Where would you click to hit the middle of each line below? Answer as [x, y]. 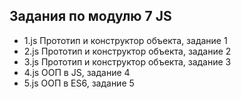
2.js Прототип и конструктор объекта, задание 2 [127, 51]
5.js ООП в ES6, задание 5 [79, 83]
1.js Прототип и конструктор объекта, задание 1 [125, 40]
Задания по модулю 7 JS [90, 16]
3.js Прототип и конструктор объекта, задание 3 [127, 61]
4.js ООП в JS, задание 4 [77, 72]
